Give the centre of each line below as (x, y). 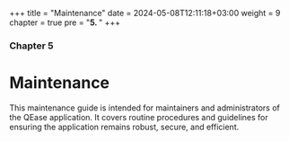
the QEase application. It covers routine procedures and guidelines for (139, 117)
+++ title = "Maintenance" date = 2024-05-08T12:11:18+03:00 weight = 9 (145, 13)
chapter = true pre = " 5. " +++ (65, 22)
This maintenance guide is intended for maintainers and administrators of (144, 108)
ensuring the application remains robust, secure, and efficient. (124, 127)
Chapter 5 (31, 46)
